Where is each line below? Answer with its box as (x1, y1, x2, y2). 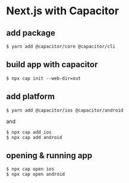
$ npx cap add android (6, 134, 62, 140)
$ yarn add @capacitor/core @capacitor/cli (6, 43, 116, 49)
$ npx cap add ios (6, 129, 52, 135)
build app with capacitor (6, 59, 98, 70)
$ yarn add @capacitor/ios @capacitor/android (6, 107, 124, 113)
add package (6, 28, 55, 38)
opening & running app (6, 150, 93, 161)
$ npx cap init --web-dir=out (6, 75, 81, 81)
